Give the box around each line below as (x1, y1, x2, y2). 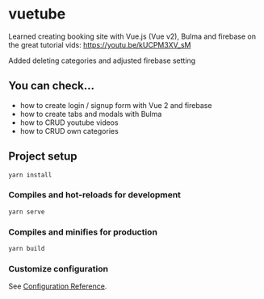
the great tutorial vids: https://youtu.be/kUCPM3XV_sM (8, 39, 191, 49)
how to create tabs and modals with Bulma (19, 109, 162, 118)
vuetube (8, 5, 66, 23)
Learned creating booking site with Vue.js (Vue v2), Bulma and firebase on (8, 31, 257, 41)
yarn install (8, 171, 52, 179)
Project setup (8, 150, 78, 164)
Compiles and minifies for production (8, 226, 157, 238)
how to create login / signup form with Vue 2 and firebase (19, 100, 212, 110)
